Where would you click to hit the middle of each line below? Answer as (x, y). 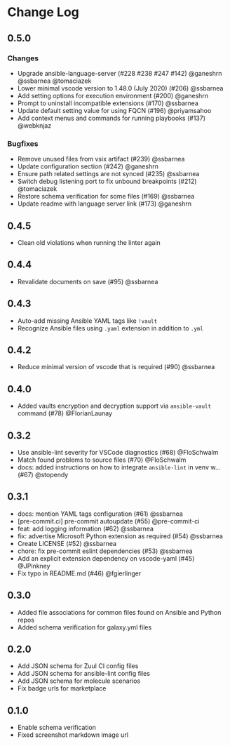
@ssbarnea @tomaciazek (54, 81)
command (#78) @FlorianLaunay (65, 413)
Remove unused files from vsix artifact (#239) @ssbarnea (101, 159)
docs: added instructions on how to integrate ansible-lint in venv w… (119, 467)
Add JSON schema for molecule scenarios (79, 681)
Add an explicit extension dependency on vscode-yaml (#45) (106, 558)
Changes (23, 58)
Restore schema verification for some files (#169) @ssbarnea (106, 197)
